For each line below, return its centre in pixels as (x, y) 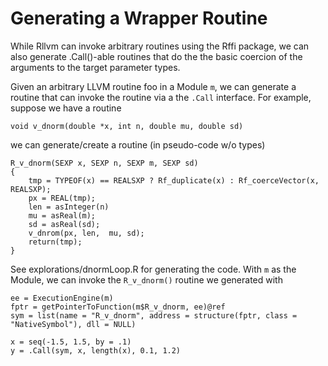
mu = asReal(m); (62, 215)
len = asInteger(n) (69, 207)
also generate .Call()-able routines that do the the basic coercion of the (156, 56)
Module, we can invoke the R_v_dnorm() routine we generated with (146, 279)
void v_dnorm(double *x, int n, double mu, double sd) (127, 126)
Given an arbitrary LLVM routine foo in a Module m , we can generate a (153, 86)
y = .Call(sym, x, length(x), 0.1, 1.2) (96, 350)
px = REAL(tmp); (62, 198)
